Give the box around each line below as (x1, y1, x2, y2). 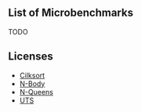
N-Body (19, 78, 45, 89)
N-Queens (19, 87, 53, 96)
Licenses (8, 50, 53, 63)
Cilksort (19, 70, 45, 80)
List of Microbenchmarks (8, 6, 134, 20)
